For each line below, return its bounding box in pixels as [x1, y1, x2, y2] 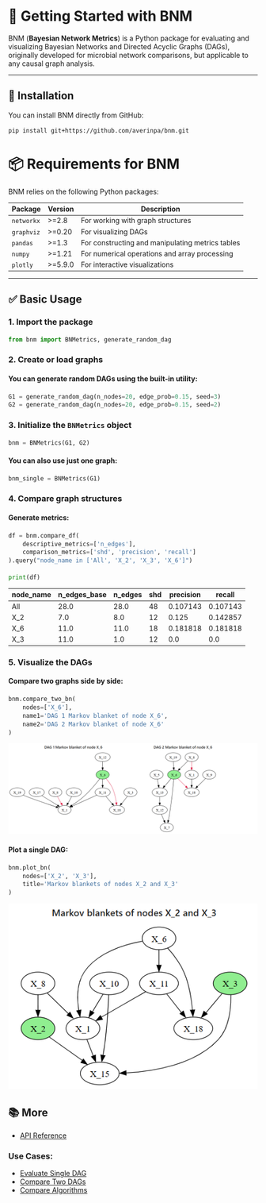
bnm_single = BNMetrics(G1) [8, 474, 101, 483]
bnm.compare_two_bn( [8, 695, 77, 703]
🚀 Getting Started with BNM [8, 7, 192, 25]
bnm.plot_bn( [8, 863, 51, 872]
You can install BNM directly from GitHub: [8, 110, 144, 120]
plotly [11, 261, 33, 269]
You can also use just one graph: [8, 456, 118, 465]
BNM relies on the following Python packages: [8, 187, 159, 196]
